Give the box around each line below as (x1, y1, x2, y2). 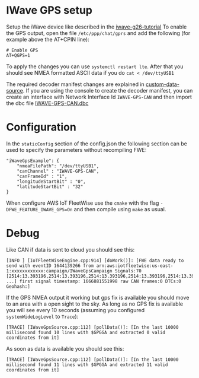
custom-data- (146, 81, 179, 88)
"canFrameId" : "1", (17, 173, 68, 179)
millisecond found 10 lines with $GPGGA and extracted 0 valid (6, 329, 166, 335)
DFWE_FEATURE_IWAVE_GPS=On (6, 207, 73, 212)
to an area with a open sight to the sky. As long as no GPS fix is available (6, 300, 184, 307)
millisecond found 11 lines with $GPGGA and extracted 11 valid (6, 361, 168, 368)
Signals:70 (114, 268, 142, 274)
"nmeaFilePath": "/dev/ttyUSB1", (17, 163, 99, 169)
